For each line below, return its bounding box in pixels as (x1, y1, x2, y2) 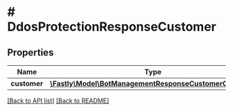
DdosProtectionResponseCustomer (7, 19, 216, 35)
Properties (7, 46, 54, 58)
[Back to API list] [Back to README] (7, 96, 110, 105)
